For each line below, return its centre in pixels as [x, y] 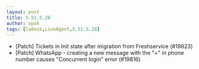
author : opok [23, 23]
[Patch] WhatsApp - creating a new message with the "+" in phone [99, 53]
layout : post [23, 12]
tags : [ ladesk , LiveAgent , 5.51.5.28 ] [53, 29]
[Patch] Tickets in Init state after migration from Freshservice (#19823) [104, 46]
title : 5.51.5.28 [28, 18]
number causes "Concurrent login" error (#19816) [78, 59]
